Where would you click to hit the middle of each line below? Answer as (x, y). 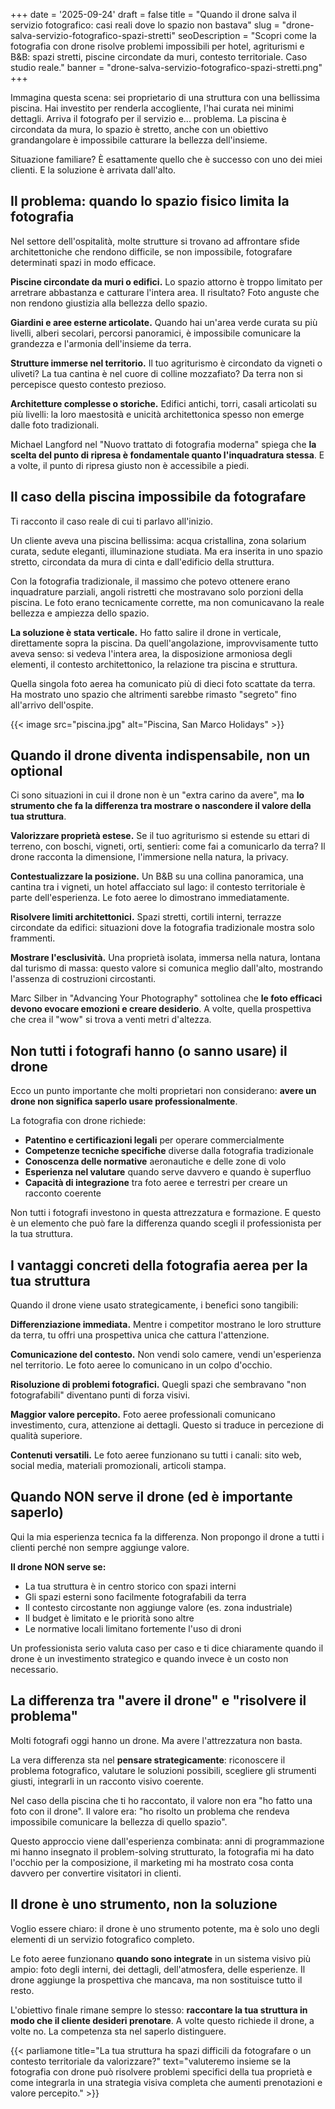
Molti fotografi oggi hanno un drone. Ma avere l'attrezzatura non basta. (156, 1740)
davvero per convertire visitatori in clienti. (96, 1873)
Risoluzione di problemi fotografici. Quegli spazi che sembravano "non (158, 1385)
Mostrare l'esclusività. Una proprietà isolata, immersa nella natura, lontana (165, 958)
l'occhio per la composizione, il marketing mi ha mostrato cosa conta (152, 1862)
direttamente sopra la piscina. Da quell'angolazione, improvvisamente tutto (164, 643)
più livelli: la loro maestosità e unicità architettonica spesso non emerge (157, 414)
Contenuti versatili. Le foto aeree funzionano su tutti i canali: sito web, (156, 1455)
